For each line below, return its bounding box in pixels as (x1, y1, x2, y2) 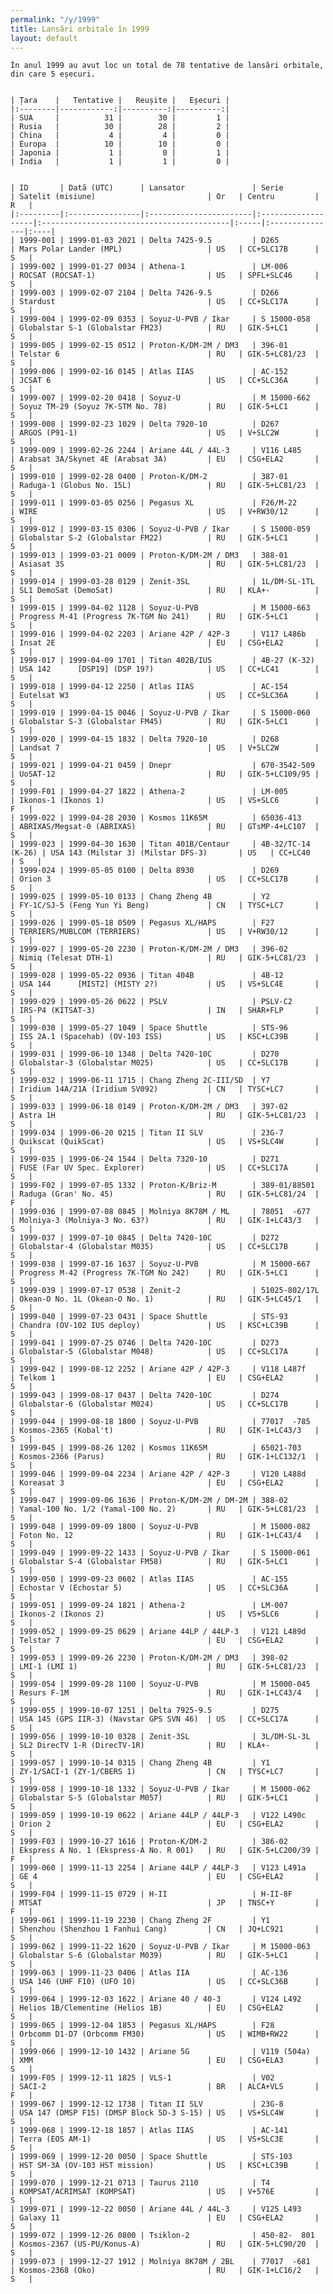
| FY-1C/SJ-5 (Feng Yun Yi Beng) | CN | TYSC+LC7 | (10, 901, 320, 911)
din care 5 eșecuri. (10, 69, 97, 80)
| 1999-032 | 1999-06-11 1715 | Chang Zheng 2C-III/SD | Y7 (10, 1076, 271, 1086)
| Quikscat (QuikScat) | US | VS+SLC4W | (10, 1137, 320, 1147)
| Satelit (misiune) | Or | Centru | (10, 192, 320, 202)
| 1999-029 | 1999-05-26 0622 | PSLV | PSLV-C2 (10, 997, 293, 1007)
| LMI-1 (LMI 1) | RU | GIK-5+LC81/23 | (10, 1662, 320, 1672)
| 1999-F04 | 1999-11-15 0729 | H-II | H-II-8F (10, 1889, 293, 1900)
